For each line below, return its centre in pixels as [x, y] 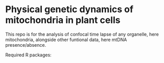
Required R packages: [29, 55]
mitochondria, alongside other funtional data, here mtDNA [66, 40]
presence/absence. [26, 45]
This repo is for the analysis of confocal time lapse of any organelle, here [82, 34]
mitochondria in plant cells [63, 20]
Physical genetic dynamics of [69, 9]
